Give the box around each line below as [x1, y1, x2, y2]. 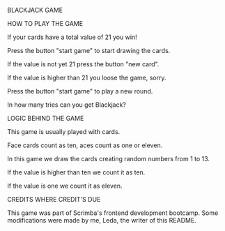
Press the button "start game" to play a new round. [7, 87, 153, 95]
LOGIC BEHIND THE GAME [7, 114, 84, 122]
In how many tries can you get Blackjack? [7, 100, 127, 109]
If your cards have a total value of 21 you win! [7, 33, 137, 41]
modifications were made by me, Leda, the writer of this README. [7, 216, 196, 224]
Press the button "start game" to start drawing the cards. [7, 47, 171, 54]
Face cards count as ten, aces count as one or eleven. [7, 141, 163, 149]
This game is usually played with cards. [7, 128, 121, 135]
